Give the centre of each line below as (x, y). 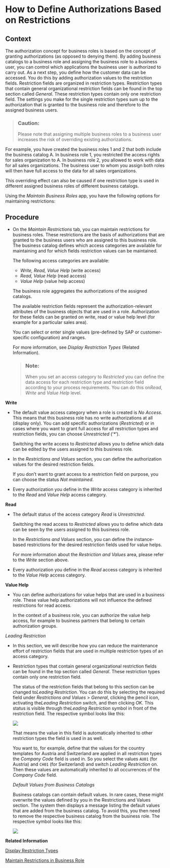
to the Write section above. (41, 560)
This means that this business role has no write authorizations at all (83, 418)
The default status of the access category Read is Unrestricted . (79, 514)
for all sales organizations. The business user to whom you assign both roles (85, 166)
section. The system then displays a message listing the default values (86, 805)
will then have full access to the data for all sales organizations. (71, 171)
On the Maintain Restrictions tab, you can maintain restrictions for (81, 229)
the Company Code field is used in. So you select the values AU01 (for (85, 759)
